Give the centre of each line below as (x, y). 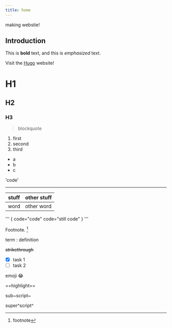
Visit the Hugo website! (30, 63)
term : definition (22, 240)
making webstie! (23, 25)
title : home (18, 10)
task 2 (19, 265)
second (21, 144)
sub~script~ (18, 296)
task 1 (19, 259)
